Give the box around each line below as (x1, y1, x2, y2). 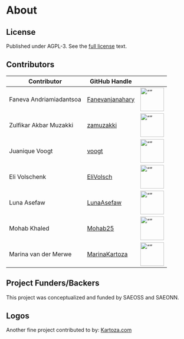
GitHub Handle (89, 77, 132, 85)
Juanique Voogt (9, 147, 53, 155)
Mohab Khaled (9, 224, 50, 232)
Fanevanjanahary (87, 95, 135, 103)
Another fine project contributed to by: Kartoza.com (6, 327, 132, 334)
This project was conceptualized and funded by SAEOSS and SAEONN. (6, 294, 179, 301)
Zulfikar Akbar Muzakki (9, 121, 74, 129)
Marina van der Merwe (9, 250, 72, 258)
